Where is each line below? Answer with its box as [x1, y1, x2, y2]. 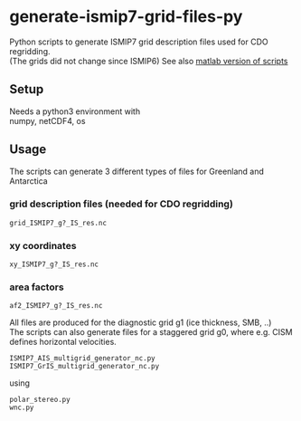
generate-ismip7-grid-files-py [9, 6, 243, 27]
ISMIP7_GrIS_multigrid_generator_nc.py [9, 362, 160, 371]
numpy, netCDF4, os [9, 115, 86, 126]
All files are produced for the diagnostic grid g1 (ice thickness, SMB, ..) [9, 317, 272, 328]
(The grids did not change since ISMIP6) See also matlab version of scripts [9, 55, 288, 66]
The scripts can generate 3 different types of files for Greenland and [9, 166, 265, 177]
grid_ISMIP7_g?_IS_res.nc [9, 218, 107, 227]
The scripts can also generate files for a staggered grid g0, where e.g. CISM [9, 327, 293, 338]
